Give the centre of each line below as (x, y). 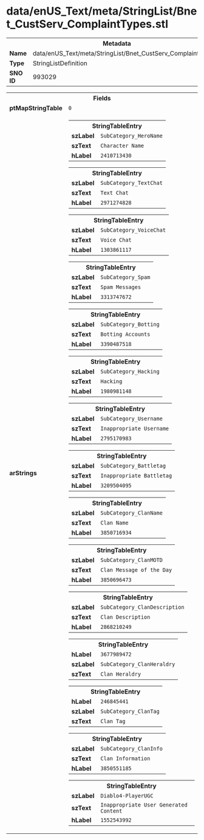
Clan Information (125, 758)
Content (111, 811)
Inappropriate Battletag (136, 475)
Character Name (122, 145)
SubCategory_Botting (130, 324)
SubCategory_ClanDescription (142, 607)
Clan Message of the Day (136, 570)
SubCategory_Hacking (130, 371)
